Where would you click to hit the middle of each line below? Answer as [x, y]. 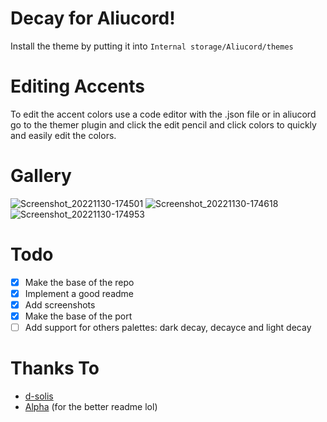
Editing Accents [77, 86]
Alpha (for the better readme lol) [91, 406]
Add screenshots [60, 304]
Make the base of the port [78, 316]
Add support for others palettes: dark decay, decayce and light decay [168, 327]
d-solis [39, 396]
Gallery [41, 176]
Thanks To [55, 368]
